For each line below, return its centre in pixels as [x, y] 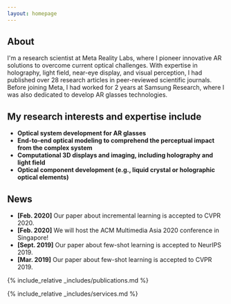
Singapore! [33, 238]
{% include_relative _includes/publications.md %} [78, 281]
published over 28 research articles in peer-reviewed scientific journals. [110, 80]
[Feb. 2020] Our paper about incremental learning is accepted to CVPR [119, 216]
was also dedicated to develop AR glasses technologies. [87, 95]
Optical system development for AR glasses [82, 133]
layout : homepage [32, 13]
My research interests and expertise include [104, 116]
